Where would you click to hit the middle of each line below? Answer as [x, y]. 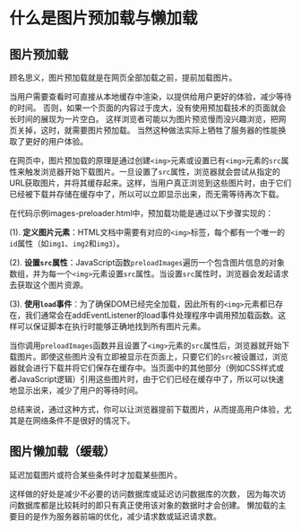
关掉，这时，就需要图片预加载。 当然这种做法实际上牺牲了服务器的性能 [147, 130]
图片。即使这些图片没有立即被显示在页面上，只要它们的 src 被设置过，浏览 [152, 356]
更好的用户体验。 [56, 141]
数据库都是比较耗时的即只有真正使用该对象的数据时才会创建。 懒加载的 [147, 505]
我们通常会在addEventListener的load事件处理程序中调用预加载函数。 [151, 315]
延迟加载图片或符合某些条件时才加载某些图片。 [95, 474]
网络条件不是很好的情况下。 [84, 421]
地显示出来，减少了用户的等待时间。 [76, 390]
